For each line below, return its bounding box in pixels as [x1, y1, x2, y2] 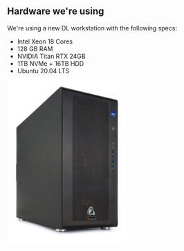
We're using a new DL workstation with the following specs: [7, 24, 178, 32]
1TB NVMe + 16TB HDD [17, 59, 84, 68]
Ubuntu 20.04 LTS [17, 66, 70, 75]
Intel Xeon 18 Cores [17, 37, 73, 46]
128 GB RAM [17, 44, 53, 53]
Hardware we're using [7, 6, 104, 17]
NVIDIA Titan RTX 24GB [17, 52, 86, 60]
